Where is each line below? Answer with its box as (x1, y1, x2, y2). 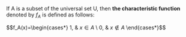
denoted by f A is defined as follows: (6, 11, 95, 19)
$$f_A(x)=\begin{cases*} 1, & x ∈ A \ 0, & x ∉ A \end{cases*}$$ (6, 23, 166, 31)
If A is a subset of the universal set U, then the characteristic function (6, 5, 181, 12)
